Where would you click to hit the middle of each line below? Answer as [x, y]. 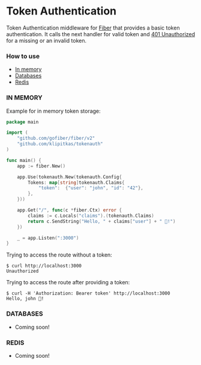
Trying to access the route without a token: [59, 255]
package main [22, 122]
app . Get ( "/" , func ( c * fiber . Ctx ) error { [70, 210]
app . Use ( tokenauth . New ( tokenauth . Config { [69, 177]
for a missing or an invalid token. [46, 40]
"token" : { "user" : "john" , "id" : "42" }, [91, 188]
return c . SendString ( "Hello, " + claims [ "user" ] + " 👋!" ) [102, 221]
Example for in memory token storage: [53, 111]
